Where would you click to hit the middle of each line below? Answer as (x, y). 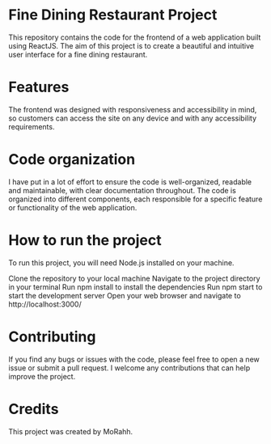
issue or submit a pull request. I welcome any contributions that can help (129, 368)
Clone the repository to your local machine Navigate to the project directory (134, 278)
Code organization (72, 160)
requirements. (32, 126)
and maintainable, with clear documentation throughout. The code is (122, 190)
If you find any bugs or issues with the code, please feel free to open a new (134, 359)
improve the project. (42, 376)
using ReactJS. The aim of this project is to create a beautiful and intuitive (131, 45)
